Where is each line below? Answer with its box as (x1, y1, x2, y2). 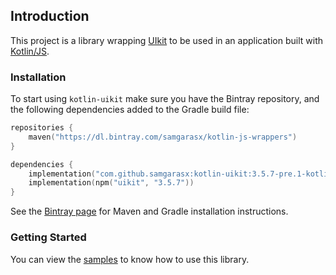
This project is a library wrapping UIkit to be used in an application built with (10, 34, 323, 46)
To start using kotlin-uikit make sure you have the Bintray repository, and (10, 93, 320, 105)
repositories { (10, 123, 74, 133)
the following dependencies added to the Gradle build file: (10, 104, 250, 116)
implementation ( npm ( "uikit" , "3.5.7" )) (28, 178, 195, 188)
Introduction (10, 8, 90, 25)
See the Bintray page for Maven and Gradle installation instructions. (10, 205, 289, 218)
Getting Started (10, 230, 87, 244)
